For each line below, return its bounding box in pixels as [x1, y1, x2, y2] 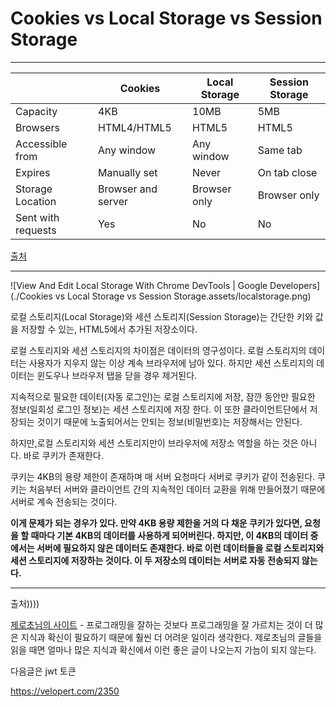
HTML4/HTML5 [98, 120, 172, 134]
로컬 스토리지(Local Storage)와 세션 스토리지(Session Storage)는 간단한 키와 [10, 310, 313, 322]
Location [15, 194, 57, 208]
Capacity [15, 104, 58, 118]
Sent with [15, 210, 60, 224]
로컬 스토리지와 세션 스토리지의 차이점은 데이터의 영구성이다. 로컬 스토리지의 [10, 344, 307, 356]
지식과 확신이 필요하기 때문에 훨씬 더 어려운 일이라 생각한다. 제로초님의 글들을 [20, 631, 323, 643]
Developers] [269, 279, 321, 291]
